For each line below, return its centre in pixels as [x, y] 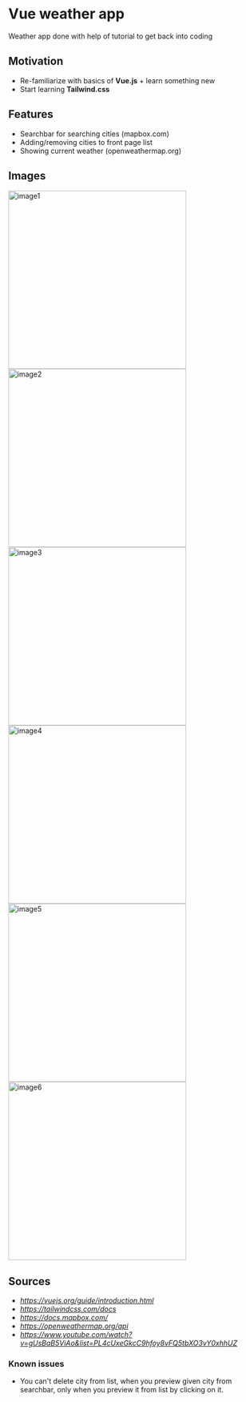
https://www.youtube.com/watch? [76, 1335]
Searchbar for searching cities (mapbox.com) [95, 134]
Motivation [36, 61]
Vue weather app [67, 14]
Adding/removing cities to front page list [86, 142]
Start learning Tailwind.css [65, 89]
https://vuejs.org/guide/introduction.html [87, 1301]
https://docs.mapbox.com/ [64, 1318]
